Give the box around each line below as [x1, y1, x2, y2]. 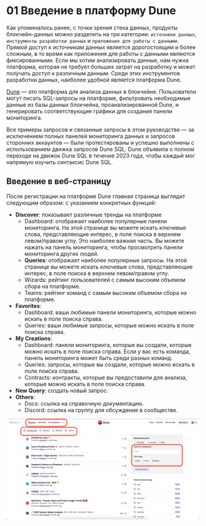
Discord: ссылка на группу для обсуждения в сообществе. [24, 406, 178, 414]
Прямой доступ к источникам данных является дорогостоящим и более [6, 44, 196, 51]
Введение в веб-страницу [6, 176, 112, 187]
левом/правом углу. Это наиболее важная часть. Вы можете [24, 237, 185, 244]
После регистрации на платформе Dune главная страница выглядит [6, 192, 185, 200]
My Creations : [15, 335, 53, 342]
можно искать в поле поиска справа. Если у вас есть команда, [24, 348, 191, 355]
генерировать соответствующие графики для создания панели [6, 107, 173, 115]
